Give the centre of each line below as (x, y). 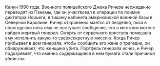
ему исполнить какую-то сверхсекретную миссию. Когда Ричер (72, 38)
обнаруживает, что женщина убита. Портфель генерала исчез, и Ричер (79, 48)
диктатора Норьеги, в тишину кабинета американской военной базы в (79, 17)
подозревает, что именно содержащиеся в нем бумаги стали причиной (80, 53)
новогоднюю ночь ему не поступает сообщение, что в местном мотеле (80, 28)
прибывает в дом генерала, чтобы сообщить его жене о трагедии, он (78, 43)
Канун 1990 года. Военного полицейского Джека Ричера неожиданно (78, 7)
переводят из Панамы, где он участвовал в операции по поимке (73, 12)
